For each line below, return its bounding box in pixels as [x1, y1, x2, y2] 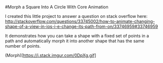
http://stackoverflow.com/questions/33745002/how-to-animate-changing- [5, 19, 155, 24]
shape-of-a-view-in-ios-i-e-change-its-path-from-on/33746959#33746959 [5, 24, 158, 29]
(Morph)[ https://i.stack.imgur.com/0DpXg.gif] [5, 52, 96, 58]
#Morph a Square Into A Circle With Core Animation [5, 4, 109, 10]
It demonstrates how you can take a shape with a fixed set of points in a [5, 33, 149, 38]
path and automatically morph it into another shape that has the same [5, 38, 145, 44]
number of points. [5, 43, 41, 49]
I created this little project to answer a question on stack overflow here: [5, 13, 148, 19]
